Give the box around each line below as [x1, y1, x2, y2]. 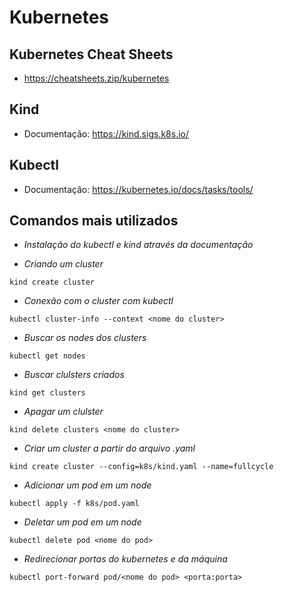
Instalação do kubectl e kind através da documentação [23, 239, 254, 251]
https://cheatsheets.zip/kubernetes [23, 72, 170, 84]
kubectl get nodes [9, 351, 86, 361]
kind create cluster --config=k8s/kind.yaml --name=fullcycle [9, 462, 274, 472]
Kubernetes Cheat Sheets [9, 46, 174, 63]
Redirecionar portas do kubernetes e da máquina [23, 553, 228, 565]
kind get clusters [9, 388, 86, 398]
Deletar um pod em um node [23, 516, 142, 528]
